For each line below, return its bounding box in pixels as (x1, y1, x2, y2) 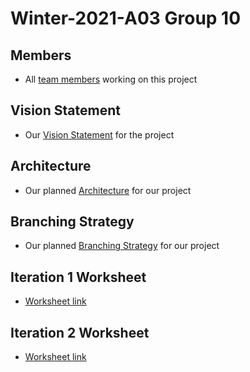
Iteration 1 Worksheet (10, 268, 147, 286)
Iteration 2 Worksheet (10, 324, 150, 341)
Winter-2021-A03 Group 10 (10, 7, 242, 30)
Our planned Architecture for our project (24, 184, 192, 196)
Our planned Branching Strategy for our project (24, 240, 220, 252)
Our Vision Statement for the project (24, 128, 175, 141)
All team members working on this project (24, 73, 198, 85)
